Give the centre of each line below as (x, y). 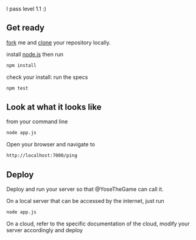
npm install (21, 65)
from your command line (37, 122)
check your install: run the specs (47, 77)
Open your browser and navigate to (51, 145)
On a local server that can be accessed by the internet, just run (85, 201)
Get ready (25, 28)
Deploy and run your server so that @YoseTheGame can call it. (85, 189)
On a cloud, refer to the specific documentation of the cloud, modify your (98, 224)
